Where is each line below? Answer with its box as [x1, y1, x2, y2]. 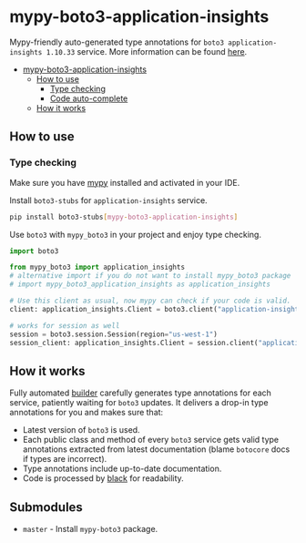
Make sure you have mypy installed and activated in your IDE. [9, 177, 240, 188]
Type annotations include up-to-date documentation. [22, 463, 222, 475]
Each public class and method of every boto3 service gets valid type [22, 435, 280, 446]
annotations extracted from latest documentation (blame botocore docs [22, 444, 291, 455]
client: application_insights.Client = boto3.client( [9, 304, 219, 313]
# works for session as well [9, 321, 120, 330]
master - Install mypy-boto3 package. [22, 524, 158, 534]
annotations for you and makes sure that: [9, 407, 164, 418]
